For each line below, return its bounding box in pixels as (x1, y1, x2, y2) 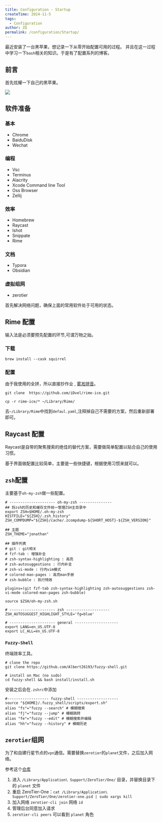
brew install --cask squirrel (5, 356, 67, 362)
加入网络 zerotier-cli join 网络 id (12, 799, 83, 805)
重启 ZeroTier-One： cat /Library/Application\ (12, 789, 108, 795)
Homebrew (12, 217, 35, 223)
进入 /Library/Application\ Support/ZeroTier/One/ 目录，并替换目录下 (12, 777, 156, 782)
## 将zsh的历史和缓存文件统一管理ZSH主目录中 (5, 505, 87, 510)
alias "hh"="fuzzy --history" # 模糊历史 (5, 721, 88, 726)
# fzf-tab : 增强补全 (5, 551, 46, 556)
